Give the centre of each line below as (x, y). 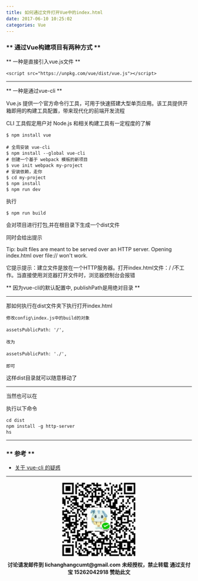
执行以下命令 (22, 408)
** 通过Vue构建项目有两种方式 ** (54, 47)
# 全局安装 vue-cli (28, 147)
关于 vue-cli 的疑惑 (37, 468)
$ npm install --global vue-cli (46, 153)
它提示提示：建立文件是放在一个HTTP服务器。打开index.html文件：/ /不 (93, 267)
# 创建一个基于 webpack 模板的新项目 (47, 160)
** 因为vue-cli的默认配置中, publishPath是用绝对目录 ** (73, 287)
